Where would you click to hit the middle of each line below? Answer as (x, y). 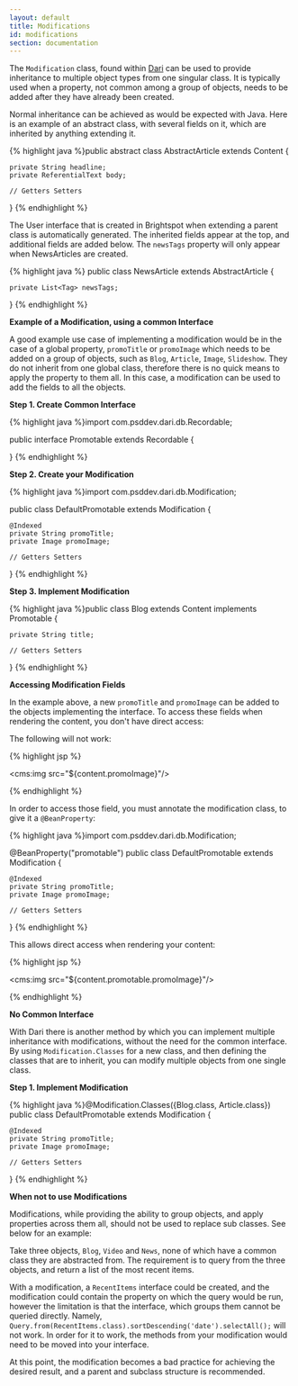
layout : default (40, 18)
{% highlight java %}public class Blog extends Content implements (133, 609)
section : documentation (54, 43)
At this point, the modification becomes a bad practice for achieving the (142, 1362)
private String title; (52, 635)
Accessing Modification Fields (68, 685)
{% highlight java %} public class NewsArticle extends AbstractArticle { (142, 272)
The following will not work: (60, 739)
